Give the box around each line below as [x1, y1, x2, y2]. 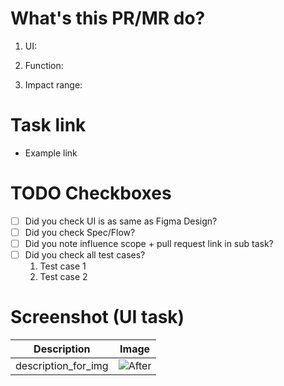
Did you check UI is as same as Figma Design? [24, 215, 218, 227]
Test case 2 [39, 271, 88, 283]
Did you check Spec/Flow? [24, 226, 136, 238]
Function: [24, 59, 64, 71]
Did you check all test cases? [24, 249, 146, 261]
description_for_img [15, 359, 109, 372]
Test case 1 [39, 260, 87, 272]
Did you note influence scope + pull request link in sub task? [24, 237, 274, 249]
